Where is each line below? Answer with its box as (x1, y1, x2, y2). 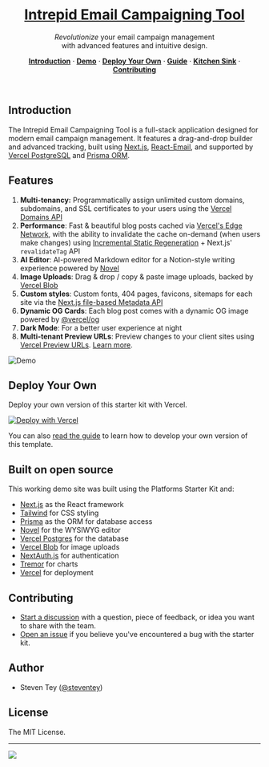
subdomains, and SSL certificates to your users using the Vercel (19, 203, 232, 213)
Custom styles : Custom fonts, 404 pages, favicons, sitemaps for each (19, 289, 253, 298)
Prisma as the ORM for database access (19, 517, 153, 526)
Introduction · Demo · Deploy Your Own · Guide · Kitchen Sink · (28, 56, 241, 66)
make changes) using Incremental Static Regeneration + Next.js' (19, 237, 232, 247)
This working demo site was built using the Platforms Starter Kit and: (8, 484, 235, 494)
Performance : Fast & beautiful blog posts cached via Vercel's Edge (19, 221, 243, 230)
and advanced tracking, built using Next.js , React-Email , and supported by (8, 142, 254, 152)
